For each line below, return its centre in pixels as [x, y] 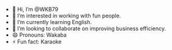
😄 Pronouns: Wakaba [39, 35]
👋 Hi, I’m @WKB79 [35, 9]
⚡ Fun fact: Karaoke [37, 42]
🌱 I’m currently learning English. [52, 22]
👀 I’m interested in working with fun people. [67, 16]
